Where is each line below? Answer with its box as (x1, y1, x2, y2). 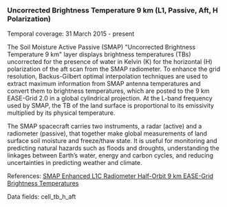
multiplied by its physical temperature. (7, 109, 116, 117)
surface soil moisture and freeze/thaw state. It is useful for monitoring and (7, 137, 217, 145)
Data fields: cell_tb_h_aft (7, 193, 76, 201)
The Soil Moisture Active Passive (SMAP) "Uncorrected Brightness (7, 43, 196, 52)
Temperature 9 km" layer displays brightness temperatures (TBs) (7, 50, 191, 58)
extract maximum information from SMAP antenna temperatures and (7, 80, 201, 88)
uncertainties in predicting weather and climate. (7, 159, 142, 167)
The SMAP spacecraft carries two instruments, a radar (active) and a (7, 122, 202, 131)
